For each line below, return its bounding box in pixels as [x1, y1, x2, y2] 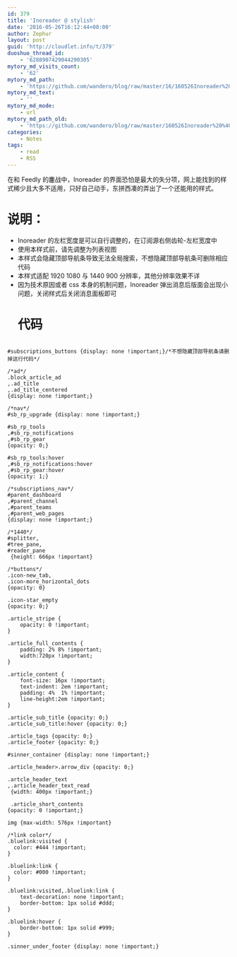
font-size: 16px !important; [20, 676, 106, 684]
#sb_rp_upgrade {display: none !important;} [7, 411, 140, 418]
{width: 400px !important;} [10, 788, 93, 795]
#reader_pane [7, 547, 46, 554]
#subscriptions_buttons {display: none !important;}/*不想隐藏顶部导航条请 [7, 348, 224, 355]
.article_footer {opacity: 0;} [7, 739, 99, 746]
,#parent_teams [7, 503, 52, 511]
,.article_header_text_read [7, 782, 90, 789]
